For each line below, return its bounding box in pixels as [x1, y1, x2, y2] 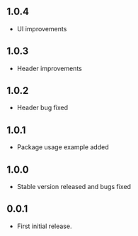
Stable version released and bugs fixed [16, 183, 132, 191]
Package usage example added [16, 143, 109, 151]
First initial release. [16, 222, 72, 230]
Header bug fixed [16, 103, 69, 112]
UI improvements [16, 24, 67, 33]
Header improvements [16, 64, 82, 73]
